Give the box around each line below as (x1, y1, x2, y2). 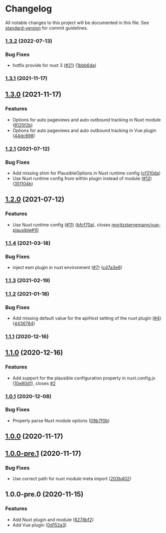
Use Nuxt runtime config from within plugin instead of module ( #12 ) (12, 175, 152, 181)
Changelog (5, 3, 52, 15)
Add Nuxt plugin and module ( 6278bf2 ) (12, 516, 94, 522)
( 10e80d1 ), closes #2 (12, 380, 56, 386)
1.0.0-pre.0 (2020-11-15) (5, 490, 84, 499)
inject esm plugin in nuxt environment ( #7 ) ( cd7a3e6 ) (12, 264, 122, 270)
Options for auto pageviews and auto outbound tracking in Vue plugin (12, 127, 156, 133)
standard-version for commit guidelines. (5, 25, 88, 31)
